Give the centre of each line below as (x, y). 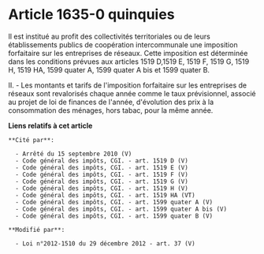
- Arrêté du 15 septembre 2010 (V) (74, 154)
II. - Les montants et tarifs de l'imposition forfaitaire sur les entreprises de (128, 85)
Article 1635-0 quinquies (91, 15)
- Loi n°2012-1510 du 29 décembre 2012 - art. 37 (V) (105, 243)
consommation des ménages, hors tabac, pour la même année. (111, 110)
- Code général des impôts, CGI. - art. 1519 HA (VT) (105, 195)
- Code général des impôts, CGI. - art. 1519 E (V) (102, 167)
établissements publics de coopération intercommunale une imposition (123, 44)
